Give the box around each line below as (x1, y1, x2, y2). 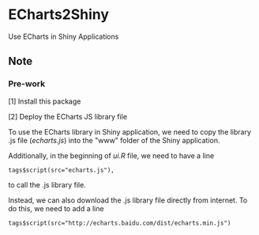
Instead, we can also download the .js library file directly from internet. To (8, 195, 248, 205)
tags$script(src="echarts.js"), (8, 166, 114, 174)
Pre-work (8, 78, 46, 89)
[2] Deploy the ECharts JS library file (8, 112, 128, 121)
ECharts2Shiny (8, 6, 109, 24)
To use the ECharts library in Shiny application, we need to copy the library (8, 127, 251, 136)
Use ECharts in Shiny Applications (8, 32, 119, 41)
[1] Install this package (8, 97, 81, 106)
